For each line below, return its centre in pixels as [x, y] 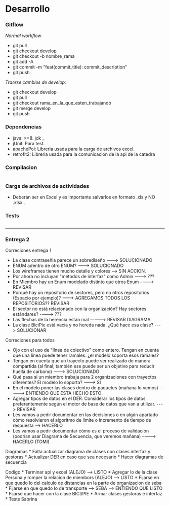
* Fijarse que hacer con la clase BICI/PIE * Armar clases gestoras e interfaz [84, 493]
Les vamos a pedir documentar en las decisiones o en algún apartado [85, 415]
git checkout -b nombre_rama [44, 56]
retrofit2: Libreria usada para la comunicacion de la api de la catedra [84, 154]
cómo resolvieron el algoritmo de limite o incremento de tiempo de [82, 420]
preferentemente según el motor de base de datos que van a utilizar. [84, 403]
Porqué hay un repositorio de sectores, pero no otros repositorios [81, 292]
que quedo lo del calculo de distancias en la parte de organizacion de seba [83, 483]
